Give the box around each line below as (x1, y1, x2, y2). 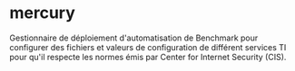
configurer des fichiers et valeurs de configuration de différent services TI (9, 41, 287, 52)
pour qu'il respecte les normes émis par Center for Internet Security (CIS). (9, 51, 287, 62)
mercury (9, 3, 75, 23)
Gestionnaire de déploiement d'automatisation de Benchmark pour (9, 32, 259, 43)
